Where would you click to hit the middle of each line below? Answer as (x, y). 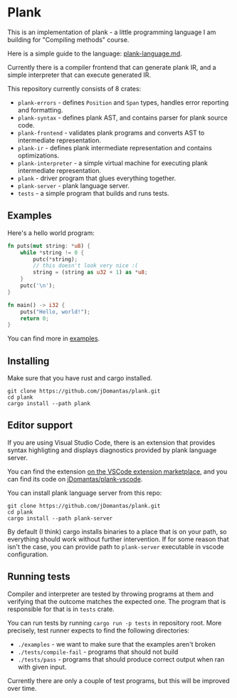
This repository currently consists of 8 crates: (74, 88)
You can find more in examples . (54, 338)
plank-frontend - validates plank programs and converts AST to (111, 132)
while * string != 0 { (52, 252)
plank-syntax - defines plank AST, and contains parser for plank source (122, 118)
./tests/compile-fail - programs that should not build (98, 652)
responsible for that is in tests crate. (61, 609)
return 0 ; (35, 318)
